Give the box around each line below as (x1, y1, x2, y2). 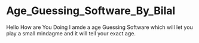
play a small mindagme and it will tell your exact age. (6, 29, 136, 37)
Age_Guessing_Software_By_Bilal (6, 4, 176, 18)
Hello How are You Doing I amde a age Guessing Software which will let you (6, 24, 193, 31)
